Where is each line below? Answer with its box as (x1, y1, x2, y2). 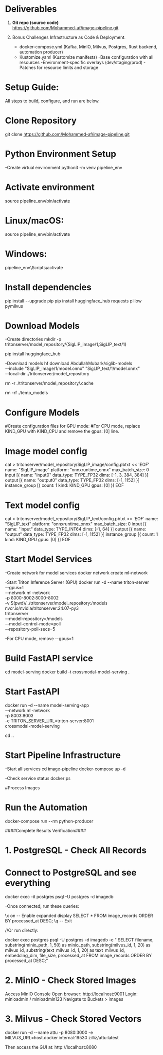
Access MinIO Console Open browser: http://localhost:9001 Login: (5, 991, 138, 997)
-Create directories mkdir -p (5, 336, 62, 342)
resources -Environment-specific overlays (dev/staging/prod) (19, 59, 143, 65)
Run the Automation (5, 802, 88, 813)
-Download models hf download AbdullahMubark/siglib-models (5, 361, 132, 367)
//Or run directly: (5, 927, 38, 933)
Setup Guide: (5, 82, 59, 93)
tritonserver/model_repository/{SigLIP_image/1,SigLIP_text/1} (5, 342, 127, 347)
